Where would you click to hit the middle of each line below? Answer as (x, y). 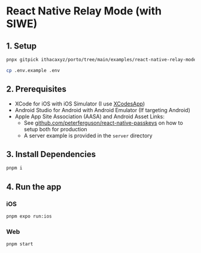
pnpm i (14, 168)
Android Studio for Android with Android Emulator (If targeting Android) (102, 110)
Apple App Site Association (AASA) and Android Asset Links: (90, 116)
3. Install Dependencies (51, 154)
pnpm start (20, 244)
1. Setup (22, 46)
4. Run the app (34, 187)
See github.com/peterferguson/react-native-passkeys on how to (103, 123)
